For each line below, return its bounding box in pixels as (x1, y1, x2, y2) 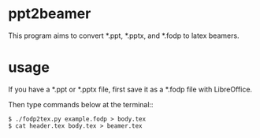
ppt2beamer (8, 5, 91, 23)
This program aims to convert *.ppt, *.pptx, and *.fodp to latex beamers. (8, 31, 240, 40)
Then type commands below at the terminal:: (8, 99, 154, 109)
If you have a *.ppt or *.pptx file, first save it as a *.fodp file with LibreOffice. (8, 84, 253, 94)
